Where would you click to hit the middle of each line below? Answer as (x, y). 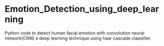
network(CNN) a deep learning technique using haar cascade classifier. (78, 38)
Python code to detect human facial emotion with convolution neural (75, 33)
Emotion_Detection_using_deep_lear (82, 9)
